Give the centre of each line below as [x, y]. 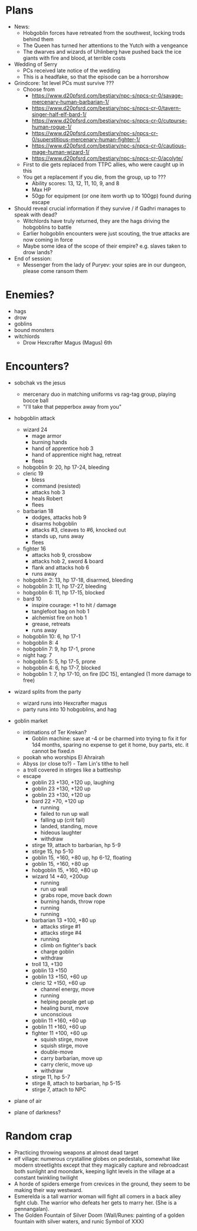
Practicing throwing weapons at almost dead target [76, 1152]
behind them [38, 39]
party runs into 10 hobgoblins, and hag [70, 709]
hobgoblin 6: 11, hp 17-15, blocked [64, 592]
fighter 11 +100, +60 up [60, 1033]
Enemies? [30, 295]
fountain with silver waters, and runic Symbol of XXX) [79, 1221]
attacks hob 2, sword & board [68, 561]
